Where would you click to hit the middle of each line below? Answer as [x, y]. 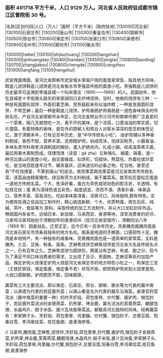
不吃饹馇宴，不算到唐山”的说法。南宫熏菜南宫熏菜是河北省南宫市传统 [80, 171]
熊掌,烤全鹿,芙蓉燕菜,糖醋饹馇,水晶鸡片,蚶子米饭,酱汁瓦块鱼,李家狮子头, [86, 338]
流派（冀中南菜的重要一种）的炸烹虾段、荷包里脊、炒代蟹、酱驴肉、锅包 [77, 298]
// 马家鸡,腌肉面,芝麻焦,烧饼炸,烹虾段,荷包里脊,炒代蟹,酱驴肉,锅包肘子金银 [78, 332]
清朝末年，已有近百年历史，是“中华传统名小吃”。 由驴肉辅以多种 [86, 135]
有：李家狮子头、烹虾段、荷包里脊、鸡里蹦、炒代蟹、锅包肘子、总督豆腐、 [79, 316]
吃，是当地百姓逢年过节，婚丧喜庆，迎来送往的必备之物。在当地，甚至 [75, 165]
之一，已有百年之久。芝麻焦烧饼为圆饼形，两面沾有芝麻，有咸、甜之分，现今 [81, 251]
